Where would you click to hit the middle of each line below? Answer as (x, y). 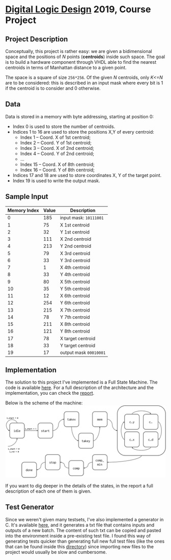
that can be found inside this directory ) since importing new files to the (80, 546)
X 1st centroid (75, 225)
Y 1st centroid (75, 232)
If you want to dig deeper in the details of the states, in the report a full (79, 486)
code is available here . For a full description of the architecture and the (80, 388)
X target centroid (78, 338)
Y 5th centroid (75, 289)
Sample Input (27, 197)
